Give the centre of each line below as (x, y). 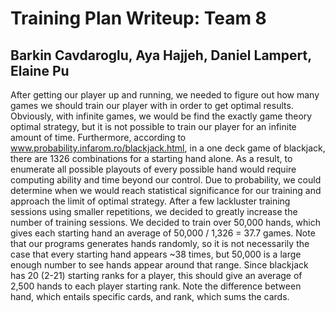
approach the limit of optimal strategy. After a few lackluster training (150, 201)
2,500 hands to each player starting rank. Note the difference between (156, 286)
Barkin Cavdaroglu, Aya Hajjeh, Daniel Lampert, (161, 55)
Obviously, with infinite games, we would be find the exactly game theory (161, 116)
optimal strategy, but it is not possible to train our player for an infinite (153, 126)
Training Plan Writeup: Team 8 (138, 18)
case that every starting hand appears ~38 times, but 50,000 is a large (156, 254)
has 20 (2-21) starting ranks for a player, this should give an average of (156, 275)
